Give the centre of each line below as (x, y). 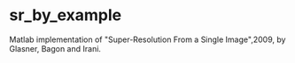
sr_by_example (66, 15)
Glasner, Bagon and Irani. (55, 48)
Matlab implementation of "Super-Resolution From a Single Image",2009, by (147, 39)
